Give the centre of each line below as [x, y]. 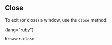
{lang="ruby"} [19, 30]
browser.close [20, 39]
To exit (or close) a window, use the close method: [56, 20]
